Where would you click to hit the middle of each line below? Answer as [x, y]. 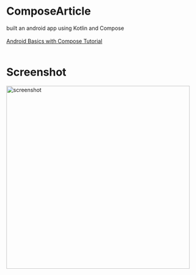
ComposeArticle [49, 11]
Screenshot [36, 72]
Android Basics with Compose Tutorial [54, 41]
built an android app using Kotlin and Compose [65, 28]
